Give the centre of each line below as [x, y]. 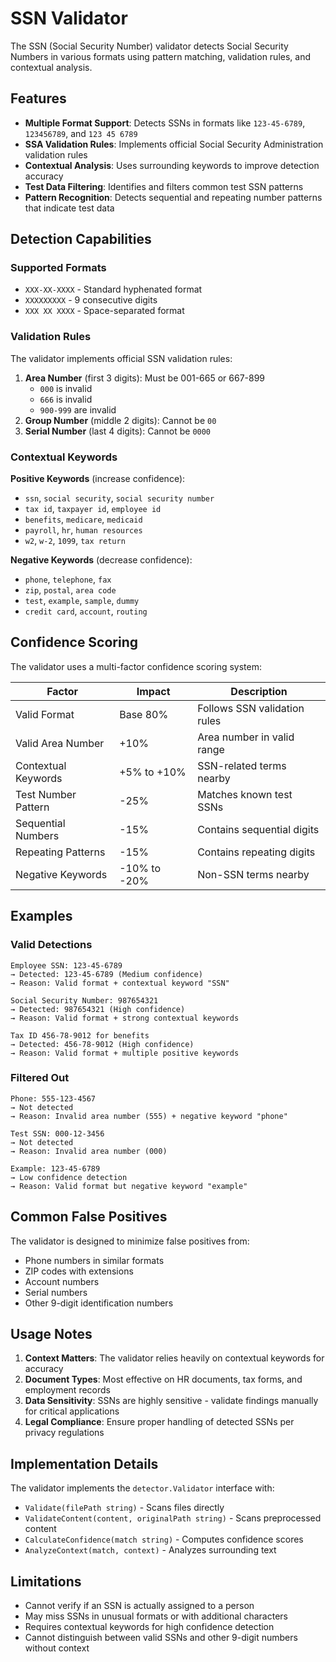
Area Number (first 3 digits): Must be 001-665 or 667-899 [145, 378]
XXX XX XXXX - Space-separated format [104, 311]
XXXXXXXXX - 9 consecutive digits [91, 300]
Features [38, 98]
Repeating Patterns [60, 852]
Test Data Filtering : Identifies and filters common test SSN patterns [164, 186]
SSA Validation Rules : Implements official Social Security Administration [174, 144]
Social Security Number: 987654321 [84, 1000]
